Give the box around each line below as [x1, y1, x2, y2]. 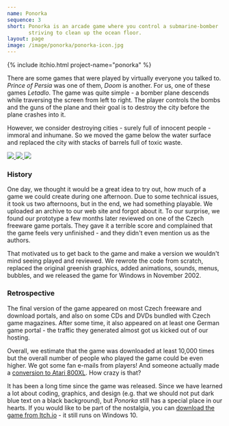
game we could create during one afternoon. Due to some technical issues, [7, 193, 219, 201]
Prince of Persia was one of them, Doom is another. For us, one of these [7, 82, 211, 89]
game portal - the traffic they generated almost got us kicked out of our [7, 326, 208, 334]
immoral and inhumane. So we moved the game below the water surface [7, 131, 212, 139]
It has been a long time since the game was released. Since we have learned [7, 381, 223, 390]
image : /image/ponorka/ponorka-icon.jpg [7, 42, 124, 49]
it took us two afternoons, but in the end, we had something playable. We [7, 200, 213, 208]
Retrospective [7, 289, 55, 298]
